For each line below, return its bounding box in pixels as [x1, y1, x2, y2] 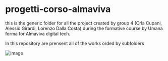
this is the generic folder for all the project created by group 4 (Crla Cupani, [5, 20, 162, 26]
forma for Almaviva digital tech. [5, 30, 71, 36]
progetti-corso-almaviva [5, 3, 111, 15]
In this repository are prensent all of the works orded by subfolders [5, 40, 145, 46]
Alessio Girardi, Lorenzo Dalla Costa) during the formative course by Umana [5, 25, 163, 31]
